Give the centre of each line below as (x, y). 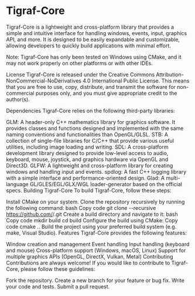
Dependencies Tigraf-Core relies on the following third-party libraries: (90, 111)
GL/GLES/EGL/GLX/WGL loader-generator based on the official (106, 184)
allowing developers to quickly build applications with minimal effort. (89, 46)
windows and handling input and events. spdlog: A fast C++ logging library (96, 171)
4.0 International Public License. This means (136, 81)
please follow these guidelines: (58, 269)
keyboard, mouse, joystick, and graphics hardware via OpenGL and (87, 159)
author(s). (18, 99)
